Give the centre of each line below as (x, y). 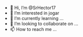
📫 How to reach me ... (33, 29)
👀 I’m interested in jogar (34, 13)
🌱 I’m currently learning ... (37, 18)
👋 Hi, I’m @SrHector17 (33, 8)
